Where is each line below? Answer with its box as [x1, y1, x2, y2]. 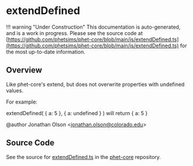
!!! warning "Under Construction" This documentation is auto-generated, [6, 23, 181, 30]
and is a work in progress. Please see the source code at [6, 29, 143, 36]
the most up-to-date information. [6, 48, 86, 55]
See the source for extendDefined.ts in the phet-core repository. [6, 153, 161, 160]
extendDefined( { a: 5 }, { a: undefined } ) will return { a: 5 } [6, 109, 148, 116]
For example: [6, 98, 38, 105]
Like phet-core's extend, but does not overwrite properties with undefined [6, 81, 185, 88]
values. [6, 87, 23, 94]
